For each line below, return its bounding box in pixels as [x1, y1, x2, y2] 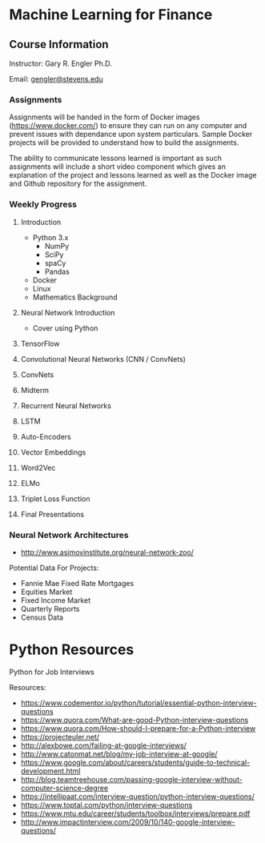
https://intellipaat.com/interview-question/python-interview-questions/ [20, 791, 255, 801]
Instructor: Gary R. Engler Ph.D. [9, 58, 113, 68]
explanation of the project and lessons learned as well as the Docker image [9, 171, 257, 180]
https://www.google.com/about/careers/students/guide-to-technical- [20, 757, 251, 767]
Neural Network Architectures [9, 529, 129, 540]
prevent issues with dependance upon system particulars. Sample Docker [9, 130, 253, 139]
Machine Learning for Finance [9, 6, 213, 24]
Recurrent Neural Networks [20, 400, 111, 410]
